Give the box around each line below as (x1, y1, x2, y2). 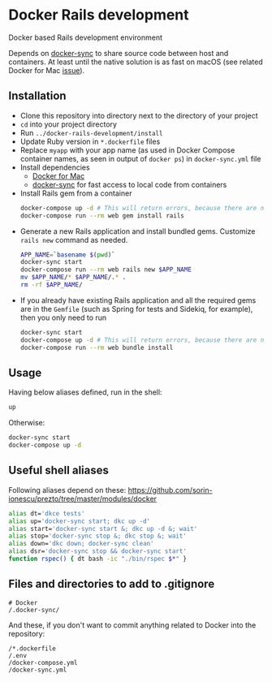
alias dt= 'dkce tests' (8, 509, 85, 517)
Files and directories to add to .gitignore (8, 577, 215, 591)
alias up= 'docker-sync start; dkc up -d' (8, 517, 151, 525)
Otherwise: (8, 418, 45, 428)
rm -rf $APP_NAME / (19, 281, 83, 289)
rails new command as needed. (19, 235, 128, 244)
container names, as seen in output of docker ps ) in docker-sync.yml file (19, 153, 261, 163)
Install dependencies (19, 162, 91, 172)
